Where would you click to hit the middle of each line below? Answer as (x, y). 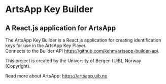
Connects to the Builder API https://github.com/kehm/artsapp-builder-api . (82, 51)
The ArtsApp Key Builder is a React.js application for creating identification (83, 40)
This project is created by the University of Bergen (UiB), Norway (73, 61)
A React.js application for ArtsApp (61, 28)
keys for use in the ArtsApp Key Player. (46, 46)
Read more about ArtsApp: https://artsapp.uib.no (56, 76)
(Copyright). (18, 66)
